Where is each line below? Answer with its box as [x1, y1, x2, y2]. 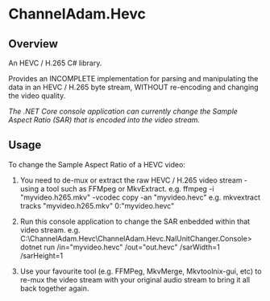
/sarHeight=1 [19, 250, 63, 260]
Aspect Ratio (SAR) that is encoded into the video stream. [8, 115, 200, 125]
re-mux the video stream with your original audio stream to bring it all [19, 274, 251, 284]
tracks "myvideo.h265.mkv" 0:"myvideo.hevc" [19, 200, 175, 210]
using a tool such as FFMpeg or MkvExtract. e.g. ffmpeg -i [19, 183, 214, 193]
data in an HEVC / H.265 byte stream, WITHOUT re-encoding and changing [8, 82, 260, 92]
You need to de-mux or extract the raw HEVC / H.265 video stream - [19, 175, 248, 185]
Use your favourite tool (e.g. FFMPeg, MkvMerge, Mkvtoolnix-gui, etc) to [19, 266, 262, 276]
